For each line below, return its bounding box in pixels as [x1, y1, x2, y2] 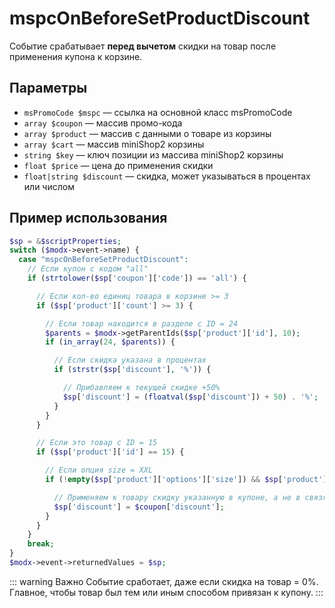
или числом [23, 180, 75, 192]
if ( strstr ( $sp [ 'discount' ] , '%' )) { [53, 365, 212, 375]
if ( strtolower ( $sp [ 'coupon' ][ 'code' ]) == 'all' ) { [27, 273, 247, 284]
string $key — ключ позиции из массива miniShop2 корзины [23, 148, 284, 161]
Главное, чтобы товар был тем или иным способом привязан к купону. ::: [9, 586, 324, 598]
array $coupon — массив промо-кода [23, 117, 183, 129]
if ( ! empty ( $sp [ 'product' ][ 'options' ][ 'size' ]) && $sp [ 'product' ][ [45, 475, 332, 485]
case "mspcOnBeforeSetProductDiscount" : [18, 255, 189, 265]
